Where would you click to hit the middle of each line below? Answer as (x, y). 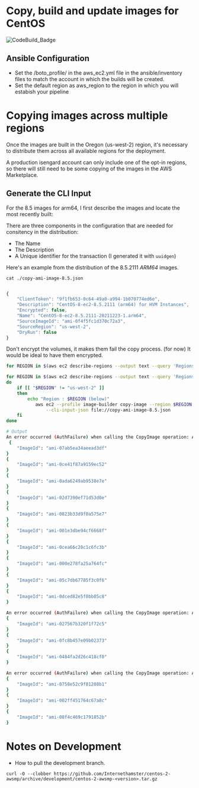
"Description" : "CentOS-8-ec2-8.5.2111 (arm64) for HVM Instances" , (103, 305)
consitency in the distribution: (42, 231)
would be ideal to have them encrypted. (55, 355)
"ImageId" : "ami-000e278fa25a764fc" (62, 564)
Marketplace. (22, 175)
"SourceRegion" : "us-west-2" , (54, 327)
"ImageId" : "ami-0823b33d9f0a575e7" (62, 514)
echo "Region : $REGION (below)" (69, 399)
